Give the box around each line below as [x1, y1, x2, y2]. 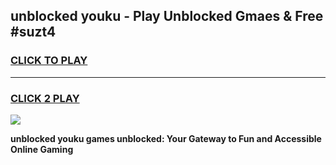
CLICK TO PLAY [10, 54, 88, 68]
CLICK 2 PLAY [10, 91, 80, 105]
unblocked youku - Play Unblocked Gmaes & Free [10, 8, 324, 25]
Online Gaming [10, 143, 74, 155]
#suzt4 [10, 24, 57, 41]
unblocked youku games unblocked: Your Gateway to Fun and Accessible [10, 132, 322, 144]
